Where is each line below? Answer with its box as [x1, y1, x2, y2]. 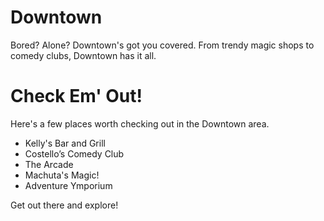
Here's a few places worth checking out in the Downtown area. [10, 117, 270, 130]
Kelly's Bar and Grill [24, 137, 106, 149]
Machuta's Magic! [24, 169, 100, 181]
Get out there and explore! [10, 199, 119, 211]
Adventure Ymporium [24, 179, 113, 191]
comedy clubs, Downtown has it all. [10, 49, 157, 61]
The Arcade [24, 158, 74, 170]
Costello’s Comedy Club [24, 147, 125, 160]
